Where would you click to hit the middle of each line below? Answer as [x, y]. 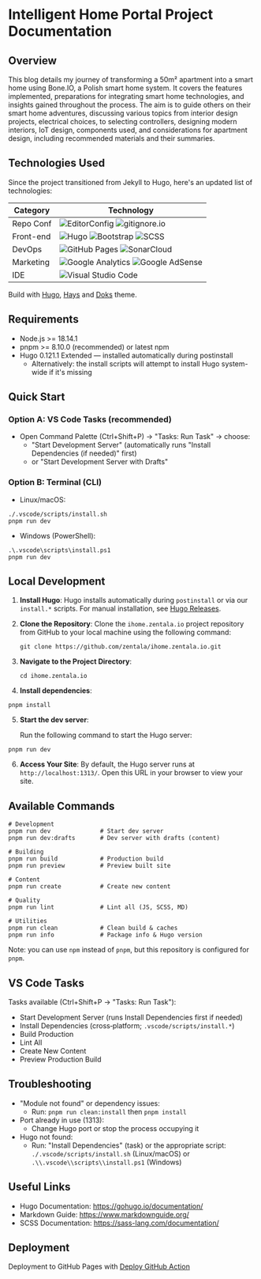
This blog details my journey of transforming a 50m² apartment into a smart [131, 79]
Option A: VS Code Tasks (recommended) [90, 419]
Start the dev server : [54, 720]
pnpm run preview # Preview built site [89, 866]
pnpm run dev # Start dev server [86, 831]
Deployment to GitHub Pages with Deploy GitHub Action [99, 1266]
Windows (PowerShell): [58, 535]
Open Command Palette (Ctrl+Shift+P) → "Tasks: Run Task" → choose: [135, 437]
